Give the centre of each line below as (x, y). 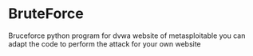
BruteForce (46, 14)
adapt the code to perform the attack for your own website (105, 43)
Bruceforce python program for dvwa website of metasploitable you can (127, 35)
